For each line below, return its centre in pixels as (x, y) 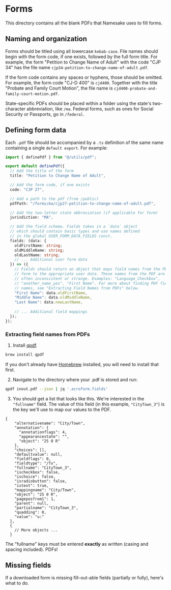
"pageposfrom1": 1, (35, 499)
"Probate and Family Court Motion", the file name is (59, 88)
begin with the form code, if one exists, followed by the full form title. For (81, 56)
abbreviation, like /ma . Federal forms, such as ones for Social (90, 109)
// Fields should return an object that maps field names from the (87, 269)
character (16, 109)
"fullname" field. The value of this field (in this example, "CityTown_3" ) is (89, 404)
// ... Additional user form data (51, 260)
